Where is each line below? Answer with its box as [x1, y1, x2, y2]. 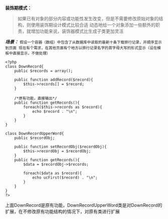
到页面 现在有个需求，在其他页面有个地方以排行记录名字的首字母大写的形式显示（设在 [5, 45, 157, 50]
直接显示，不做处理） [12, 51, 50, 56]
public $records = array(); [14, 68, 73, 74]
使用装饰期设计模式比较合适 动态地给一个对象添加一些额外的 [31, 22, 156, 28]
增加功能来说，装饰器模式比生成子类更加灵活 [31, 28, 124, 34]
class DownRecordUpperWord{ [5, 131, 64, 136]
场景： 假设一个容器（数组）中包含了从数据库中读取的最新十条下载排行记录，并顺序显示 [5, 39, 162, 45]
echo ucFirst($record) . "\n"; [32, 175, 98, 180]
